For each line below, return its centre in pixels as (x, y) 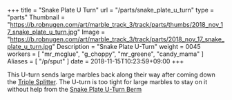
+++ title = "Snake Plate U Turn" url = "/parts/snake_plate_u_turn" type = (111, 10)
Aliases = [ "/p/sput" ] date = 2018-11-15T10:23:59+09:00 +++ (96, 61)
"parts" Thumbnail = (36, 17)
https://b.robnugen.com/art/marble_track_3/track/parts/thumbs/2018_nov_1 (116, 24)
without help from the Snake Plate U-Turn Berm (75, 89)
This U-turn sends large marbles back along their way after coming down (112, 74)
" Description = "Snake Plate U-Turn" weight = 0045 (126, 47)
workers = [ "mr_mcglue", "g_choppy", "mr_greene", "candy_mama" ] (105, 54)
